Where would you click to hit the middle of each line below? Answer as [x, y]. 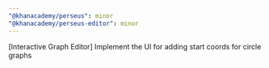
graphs [20, 55]
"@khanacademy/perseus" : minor [61, 16]
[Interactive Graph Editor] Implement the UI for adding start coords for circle [135, 46]
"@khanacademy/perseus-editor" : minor [74, 23]
